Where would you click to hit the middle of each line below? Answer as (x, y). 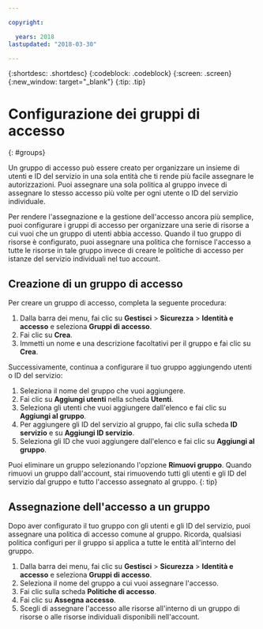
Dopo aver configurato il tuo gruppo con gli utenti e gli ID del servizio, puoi (130, 525)
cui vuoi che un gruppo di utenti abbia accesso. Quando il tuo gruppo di (125, 233)
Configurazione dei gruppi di (104, 114)
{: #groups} (27, 153)
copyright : (26, 22)
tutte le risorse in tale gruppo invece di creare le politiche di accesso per (126, 251)
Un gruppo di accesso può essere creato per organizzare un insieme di (124, 168)
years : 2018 (35, 36)
